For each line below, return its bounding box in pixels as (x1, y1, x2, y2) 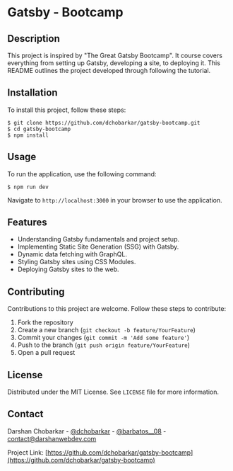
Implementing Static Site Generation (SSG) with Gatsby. (17, 242, 179, 251)
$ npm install (7, 132, 49, 139)
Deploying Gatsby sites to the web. (17, 265, 119, 273)
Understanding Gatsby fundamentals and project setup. (17, 235, 180, 244)
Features (7, 217, 47, 229)
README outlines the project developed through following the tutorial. (7, 67, 211, 74)
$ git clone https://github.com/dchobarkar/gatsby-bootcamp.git (7, 119, 201, 126)
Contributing (7, 285, 65, 297)
